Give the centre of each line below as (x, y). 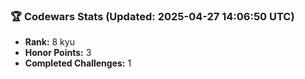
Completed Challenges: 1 (78, 63)
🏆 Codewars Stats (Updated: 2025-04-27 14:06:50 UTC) (152, 16)
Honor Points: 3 (58, 53)
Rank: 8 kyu (49, 42)
